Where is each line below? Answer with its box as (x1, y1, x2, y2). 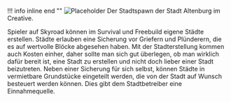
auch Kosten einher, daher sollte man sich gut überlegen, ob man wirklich (7, 50, 219, 58)
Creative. (7, 14, 34, 22)
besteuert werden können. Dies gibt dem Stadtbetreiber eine (7, 80, 182, 87)
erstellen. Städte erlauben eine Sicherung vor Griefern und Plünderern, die (7, 35, 222, 43)
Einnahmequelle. (7, 87, 55, 95)
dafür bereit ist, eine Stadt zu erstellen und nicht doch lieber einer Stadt (7, 57, 214, 66)
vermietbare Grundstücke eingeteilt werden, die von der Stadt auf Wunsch (7, 72, 223, 80)
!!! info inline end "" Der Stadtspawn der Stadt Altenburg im (7, 7, 220, 15)
